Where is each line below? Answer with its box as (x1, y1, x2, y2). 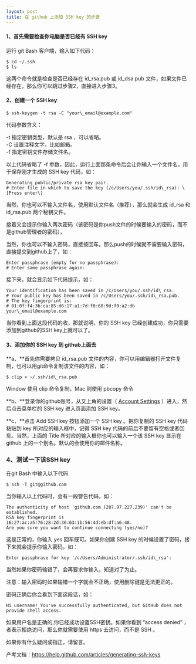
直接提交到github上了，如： (6, 248, 73, 255)
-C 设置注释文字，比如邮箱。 (6, 141, 76, 148)
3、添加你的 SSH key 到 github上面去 (6, 341, 97, 348)
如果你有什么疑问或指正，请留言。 (6, 639, 89, 646)
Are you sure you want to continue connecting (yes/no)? (6, 525, 148, 531)
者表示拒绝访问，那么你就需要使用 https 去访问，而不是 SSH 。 (6, 626, 158, 633)
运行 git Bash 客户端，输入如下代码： (6, 47, 96, 54)
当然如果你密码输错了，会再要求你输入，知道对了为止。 (6, 566, 140, 573)
